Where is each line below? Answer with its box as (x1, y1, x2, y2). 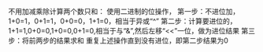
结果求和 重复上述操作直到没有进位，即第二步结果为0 (56, 36, 228, 45)
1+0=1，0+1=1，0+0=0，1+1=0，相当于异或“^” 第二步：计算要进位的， (8, 16, 238, 26)
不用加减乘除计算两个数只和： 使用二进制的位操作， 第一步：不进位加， (8, 7, 240, 16)
